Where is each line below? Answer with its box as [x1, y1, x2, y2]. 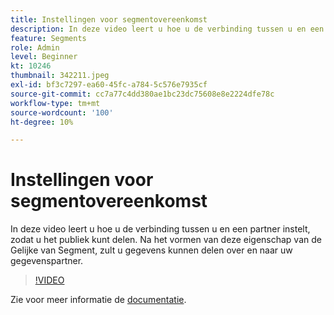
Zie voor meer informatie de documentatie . [10, 294, 187, 306]
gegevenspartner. [10, 255, 84, 267]
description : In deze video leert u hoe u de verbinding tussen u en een [10, 24, 325, 34]
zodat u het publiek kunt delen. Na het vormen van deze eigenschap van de [10, 234, 322, 246]
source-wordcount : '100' [10, 107, 114, 118]
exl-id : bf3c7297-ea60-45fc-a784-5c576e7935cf [10, 80, 208, 90]
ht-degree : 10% [10, 117, 74, 127]
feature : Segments [10, 33, 87, 43]
